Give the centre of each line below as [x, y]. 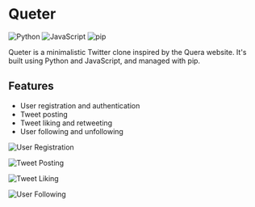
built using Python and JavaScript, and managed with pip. [104, 61]
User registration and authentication [80, 105]
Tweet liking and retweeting [66, 123]
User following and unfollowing [71, 131]
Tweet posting [44, 114]
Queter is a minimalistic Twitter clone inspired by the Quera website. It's [127, 52]
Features [31, 86]
